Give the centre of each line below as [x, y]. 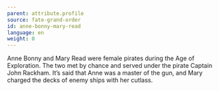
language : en [26, 32]
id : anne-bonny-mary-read [44, 26]
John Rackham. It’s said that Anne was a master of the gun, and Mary [105, 73]
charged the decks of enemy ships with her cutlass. [80, 80]
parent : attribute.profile [46, 13]
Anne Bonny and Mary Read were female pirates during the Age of [101, 58]
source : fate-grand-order [44, 20]
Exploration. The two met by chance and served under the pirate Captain [110, 66]
